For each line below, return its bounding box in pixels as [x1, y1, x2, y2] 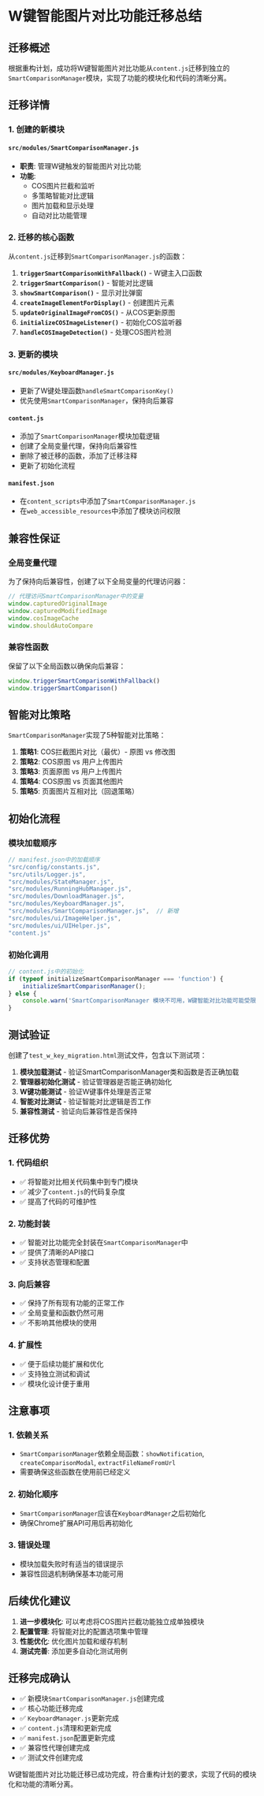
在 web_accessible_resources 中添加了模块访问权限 [19, 506, 181, 516]
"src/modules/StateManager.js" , [8, 878, 114, 886]
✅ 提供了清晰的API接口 [19, 1247, 95, 1257]
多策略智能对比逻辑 [31, 191, 95, 200]
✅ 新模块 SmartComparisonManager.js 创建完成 [19, 1694, 165, 1703]
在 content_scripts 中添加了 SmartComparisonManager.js [19, 496, 196, 506]
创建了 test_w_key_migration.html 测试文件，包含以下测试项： [8, 1050, 207, 1060]
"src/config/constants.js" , [8, 863, 101, 871]
